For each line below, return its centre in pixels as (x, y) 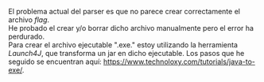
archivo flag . (29, 20)
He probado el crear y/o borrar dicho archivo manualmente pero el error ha (131, 28)
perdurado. (27, 36)
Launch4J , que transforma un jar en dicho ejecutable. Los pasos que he (126, 53)
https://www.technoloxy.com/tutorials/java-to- (179, 61)
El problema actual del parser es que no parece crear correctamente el (124, 11)
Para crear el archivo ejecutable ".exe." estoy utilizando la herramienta (123, 45)
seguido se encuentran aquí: (55, 61)
